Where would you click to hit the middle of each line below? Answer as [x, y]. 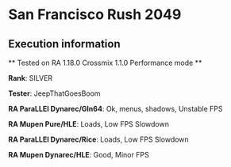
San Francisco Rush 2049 [95, 15]
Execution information [64, 44]
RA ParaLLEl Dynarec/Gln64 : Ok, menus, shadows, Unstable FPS [115, 109]
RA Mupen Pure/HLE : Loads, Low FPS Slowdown [89, 124]
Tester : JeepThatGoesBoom [54, 93]
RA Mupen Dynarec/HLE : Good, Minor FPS [79, 155]
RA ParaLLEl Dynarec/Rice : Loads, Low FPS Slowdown [98, 139]
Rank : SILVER [31, 78]
